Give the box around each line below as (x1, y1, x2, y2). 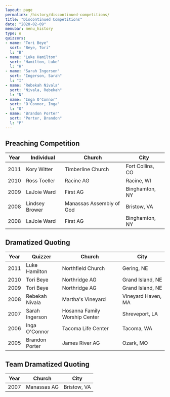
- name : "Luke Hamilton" (5, 54, 58, 60)
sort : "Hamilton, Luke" (10, 59, 60, 64)
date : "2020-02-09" (5, 21, 47, 27)
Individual (30, 154, 55, 161)
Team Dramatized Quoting (5, 360, 90, 369)
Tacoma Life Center (62, 325, 109, 332)
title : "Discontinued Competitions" (5, 17, 82, 22)
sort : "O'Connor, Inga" (10, 102, 60, 107)
